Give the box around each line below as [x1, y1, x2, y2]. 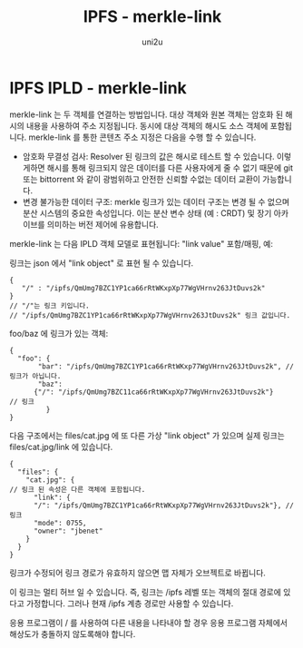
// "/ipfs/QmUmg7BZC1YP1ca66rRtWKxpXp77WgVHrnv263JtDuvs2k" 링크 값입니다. [9, 310, 291, 319]
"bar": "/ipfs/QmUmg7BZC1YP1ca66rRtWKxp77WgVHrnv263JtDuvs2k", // [37, 361, 295, 371]
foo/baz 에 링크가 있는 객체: [9, 328, 109, 339]
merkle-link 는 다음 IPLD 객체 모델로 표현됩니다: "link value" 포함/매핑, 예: [9, 238, 274, 249]
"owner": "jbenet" [33, 526, 103, 535]
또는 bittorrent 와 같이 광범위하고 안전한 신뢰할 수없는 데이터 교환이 [22, 173, 261, 184]
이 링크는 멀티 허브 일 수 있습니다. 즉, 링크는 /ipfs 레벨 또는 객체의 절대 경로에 [9, 586, 281, 597]
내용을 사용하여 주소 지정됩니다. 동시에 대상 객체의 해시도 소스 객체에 [25, 120, 269, 131]
